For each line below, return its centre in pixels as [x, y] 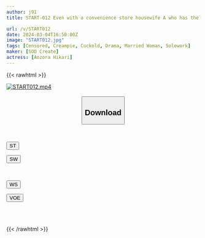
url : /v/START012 [29, 29]
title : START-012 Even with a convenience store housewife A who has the [103, 18]
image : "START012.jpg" [35, 40]
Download [103, 113]
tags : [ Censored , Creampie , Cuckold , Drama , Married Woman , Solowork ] [99, 46]
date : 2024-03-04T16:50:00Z [42, 34]
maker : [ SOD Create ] [33, 52]
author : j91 [21, 12]
